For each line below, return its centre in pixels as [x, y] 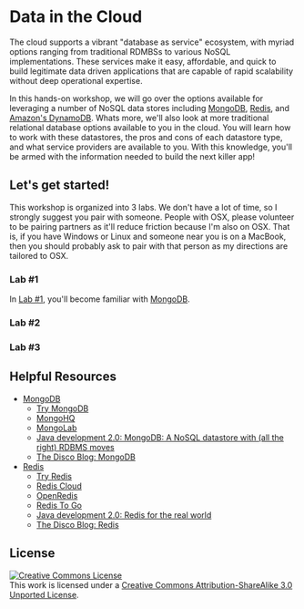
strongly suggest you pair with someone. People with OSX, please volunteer [152, 217]
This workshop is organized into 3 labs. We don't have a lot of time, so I [143, 207]
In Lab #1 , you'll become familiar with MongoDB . [100, 299]
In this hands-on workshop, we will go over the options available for [137, 98]
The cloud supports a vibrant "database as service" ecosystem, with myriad [152, 42]
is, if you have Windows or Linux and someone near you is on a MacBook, [148, 236]
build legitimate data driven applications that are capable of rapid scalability [152, 71]
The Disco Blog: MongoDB [86, 457]
